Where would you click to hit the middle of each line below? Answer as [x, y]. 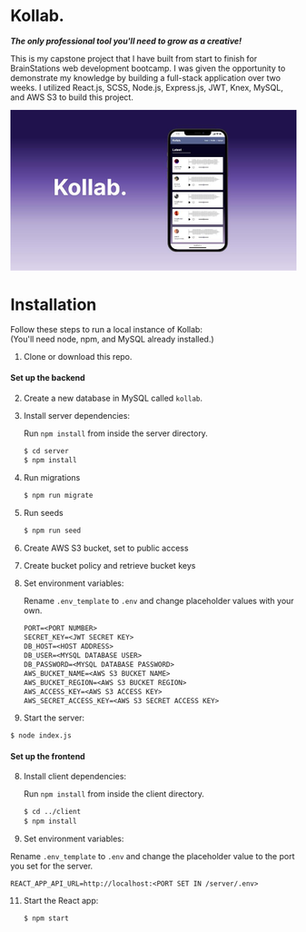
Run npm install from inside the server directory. [115, 433]
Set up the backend [48, 377]
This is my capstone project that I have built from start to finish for [134, 58]
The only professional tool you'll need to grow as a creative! [126, 41]
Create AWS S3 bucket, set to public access [106, 548]
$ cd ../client [52, 812]
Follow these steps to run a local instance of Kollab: [107, 330]
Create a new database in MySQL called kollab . [113, 398]
